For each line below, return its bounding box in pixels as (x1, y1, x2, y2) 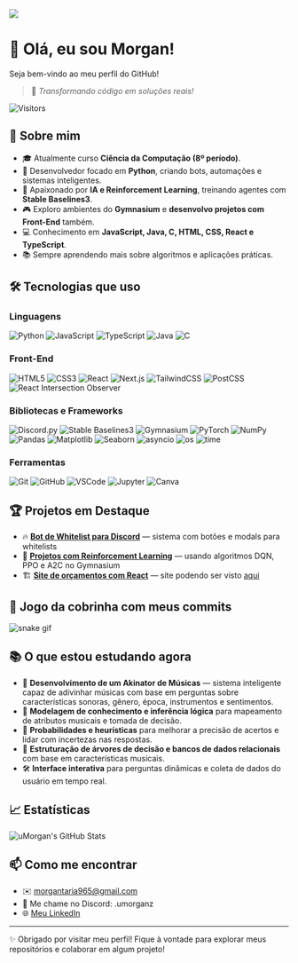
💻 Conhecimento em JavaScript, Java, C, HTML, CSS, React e (21, 226, 255, 237)
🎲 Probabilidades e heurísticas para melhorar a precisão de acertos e (21, 724, 279, 735)
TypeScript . (21, 239, 67, 249)
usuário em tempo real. (21, 776, 107, 786)
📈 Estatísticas (9, 802, 90, 817)
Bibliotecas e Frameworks (9, 404, 123, 416)
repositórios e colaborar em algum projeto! (9, 944, 166, 955)
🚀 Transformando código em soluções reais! (30, 85, 194, 96)
